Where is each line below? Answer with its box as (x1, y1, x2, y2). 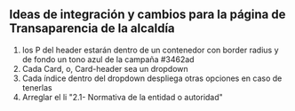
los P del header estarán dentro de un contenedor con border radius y (21, 44, 279, 55)
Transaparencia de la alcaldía (9, 21, 175, 36)
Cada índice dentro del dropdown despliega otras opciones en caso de (21, 73, 283, 83)
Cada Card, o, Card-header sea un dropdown (21, 63, 188, 74)
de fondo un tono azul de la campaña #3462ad (21, 53, 195, 65)
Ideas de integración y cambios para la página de (9, 7, 286, 22)
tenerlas (21, 82, 52, 92)
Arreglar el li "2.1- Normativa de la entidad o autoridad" (21, 91, 224, 102)
